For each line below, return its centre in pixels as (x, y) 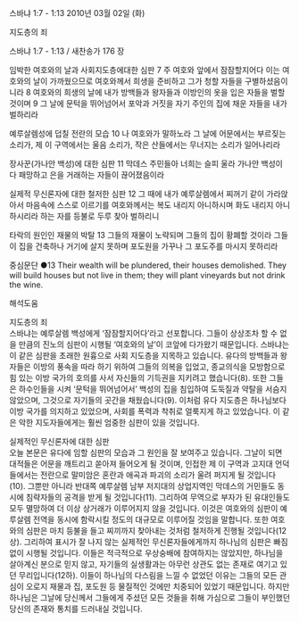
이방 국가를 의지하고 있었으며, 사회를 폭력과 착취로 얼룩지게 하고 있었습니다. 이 (145, 411)
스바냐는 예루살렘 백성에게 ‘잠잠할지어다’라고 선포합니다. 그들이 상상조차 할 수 (144, 333)
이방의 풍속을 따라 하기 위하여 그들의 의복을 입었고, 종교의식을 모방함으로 (159, 367)
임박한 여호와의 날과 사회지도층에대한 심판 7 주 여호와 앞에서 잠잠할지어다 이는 (145, 70)
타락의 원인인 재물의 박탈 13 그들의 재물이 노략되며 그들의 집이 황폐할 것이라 (141, 235)
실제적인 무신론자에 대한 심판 (59, 441)
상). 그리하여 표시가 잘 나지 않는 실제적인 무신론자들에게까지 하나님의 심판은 (141, 542)
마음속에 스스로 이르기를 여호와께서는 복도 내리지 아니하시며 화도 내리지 (149, 205)
